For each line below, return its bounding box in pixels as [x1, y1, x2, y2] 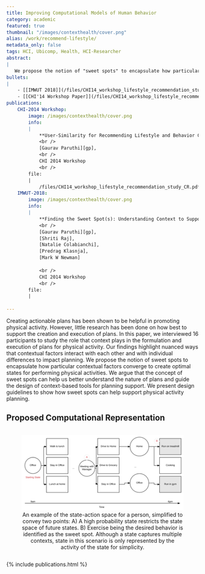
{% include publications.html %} [6, 561, 88, 568]
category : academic [6, 16, 56, 23]
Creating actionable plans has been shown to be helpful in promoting [6, 318, 180, 324]
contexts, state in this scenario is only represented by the [30, 537, 175, 544]
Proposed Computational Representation [6, 413, 165, 423]
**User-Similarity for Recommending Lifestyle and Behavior [38, 132, 195, 139]
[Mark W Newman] [38, 255, 81, 261]
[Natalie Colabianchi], [38, 242, 99, 248]
